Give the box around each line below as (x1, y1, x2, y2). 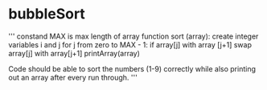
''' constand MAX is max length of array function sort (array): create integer (8, 31, 259, 41)
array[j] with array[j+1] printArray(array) (8, 48, 141, 58)
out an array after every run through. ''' (8, 72, 138, 82)
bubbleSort (8, 5, 86, 23)
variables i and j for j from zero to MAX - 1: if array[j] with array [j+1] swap (8, 39, 252, 49)
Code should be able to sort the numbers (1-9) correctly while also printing (8, 63, 256, 73)
